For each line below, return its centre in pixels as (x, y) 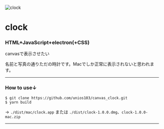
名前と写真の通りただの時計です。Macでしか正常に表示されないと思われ (78, 64)
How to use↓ (21, 88)
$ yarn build (18, 102)
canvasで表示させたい (27, 54)
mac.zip (13, 117)
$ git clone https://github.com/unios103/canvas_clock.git (66, 98)
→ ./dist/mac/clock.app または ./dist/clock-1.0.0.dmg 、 (63, 112)
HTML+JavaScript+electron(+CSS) (47, 43)
